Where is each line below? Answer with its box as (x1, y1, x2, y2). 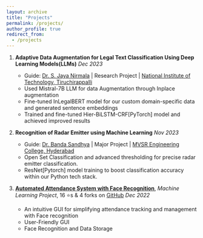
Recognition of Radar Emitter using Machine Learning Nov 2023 (15, 129, 179, 136)
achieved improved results (24, 117, 91, 124)
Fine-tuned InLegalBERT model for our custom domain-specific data (24, 98, 195, 105)
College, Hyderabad (24, 147, 75, 154)
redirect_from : (6, 32, 45, 38)
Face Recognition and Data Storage (24, 225, 113, 232)
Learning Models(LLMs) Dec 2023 (15, 60, 103, 67)
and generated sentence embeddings (24, 104, 118, 111)
